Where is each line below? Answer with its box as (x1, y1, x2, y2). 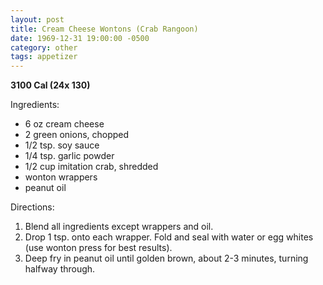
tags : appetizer (10, 52, 78, 62)
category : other (10, 42, 78, 53)
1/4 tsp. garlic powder (24, 150, 115, 162)
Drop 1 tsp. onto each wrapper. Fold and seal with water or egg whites (24, 231, 314, 243)
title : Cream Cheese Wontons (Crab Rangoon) (10, 24, 199, 34)
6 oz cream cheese (24, 118, 105, 130)
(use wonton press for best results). (24, 242, 173, 254)
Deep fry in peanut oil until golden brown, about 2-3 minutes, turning (24, 252, 309, 265)
